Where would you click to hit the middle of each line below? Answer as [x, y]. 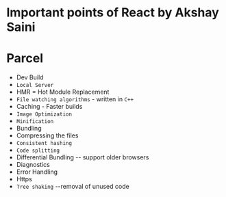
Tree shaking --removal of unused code [73, 187]
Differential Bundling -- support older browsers [83, 157]
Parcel [25, 58]
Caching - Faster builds [49, 107]
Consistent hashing [44, 144]
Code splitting [38, 151]
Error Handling [37, 172]
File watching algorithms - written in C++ [75, 99]
